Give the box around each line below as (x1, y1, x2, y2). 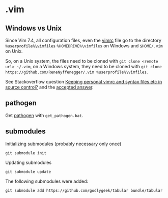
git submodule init (5, 150, 47, 156)
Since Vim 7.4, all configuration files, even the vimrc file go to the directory (5, 37, 162, 43)
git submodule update (5, 169, 51, 174)
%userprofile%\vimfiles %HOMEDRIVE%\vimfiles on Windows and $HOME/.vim (5, 43, 163, 49)
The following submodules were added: (5, 178, 89, 184)
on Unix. (5, 48, 23, 54)
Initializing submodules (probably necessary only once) (5, 140, 122, 147)
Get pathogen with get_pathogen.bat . (5, 112, 83, 118)
